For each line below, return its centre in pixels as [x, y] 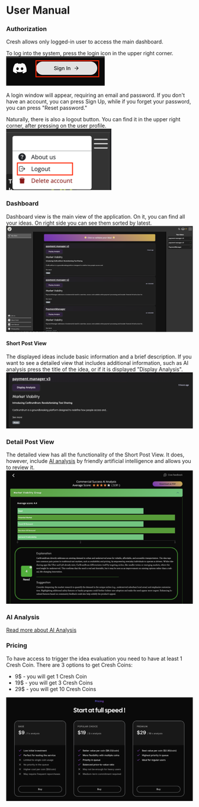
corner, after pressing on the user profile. [56, 126]
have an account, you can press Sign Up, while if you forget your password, [99, 102]
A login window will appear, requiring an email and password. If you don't [96, 95]
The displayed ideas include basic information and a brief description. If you [99, 357]
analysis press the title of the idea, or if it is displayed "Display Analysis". [94, 369]
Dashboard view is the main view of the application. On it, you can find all [96, 216]
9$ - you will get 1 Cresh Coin [51, 676]
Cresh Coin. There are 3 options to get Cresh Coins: [70, 665]
